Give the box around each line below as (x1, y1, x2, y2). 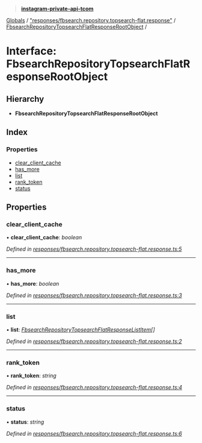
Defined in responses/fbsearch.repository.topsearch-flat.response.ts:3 (6, 292, 182, 299)
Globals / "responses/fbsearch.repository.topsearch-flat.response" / (6, 17, 176, 24)
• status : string (6, 418, 44, 426)
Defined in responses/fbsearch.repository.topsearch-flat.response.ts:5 (6, 245, 182, 253)
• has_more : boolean (6, 280, 60, 287)
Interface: (6, 45, 57, 58)
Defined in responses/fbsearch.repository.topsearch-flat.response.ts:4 (6, 384, 182, 391)
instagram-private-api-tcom (20, 5, 94, 12)
